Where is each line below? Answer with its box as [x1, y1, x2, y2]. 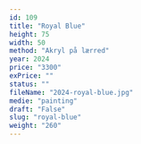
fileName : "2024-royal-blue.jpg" [9, 88, 134, 97]
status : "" [9, 80, 50, 89]
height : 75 [9, 30, 50, 38]
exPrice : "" [9, 72, 54, 80]
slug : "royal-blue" [9, 113, 82, 122]
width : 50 [9, 38, 46, 47]
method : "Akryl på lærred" [9, 47, 110, 55]
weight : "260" [9, 122, 62, 131]
